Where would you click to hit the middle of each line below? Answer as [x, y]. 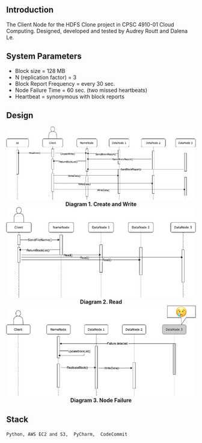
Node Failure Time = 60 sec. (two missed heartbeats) [81, 90]
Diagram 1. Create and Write [101, 204]
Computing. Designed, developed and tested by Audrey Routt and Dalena [97, 31]
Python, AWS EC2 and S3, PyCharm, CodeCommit [67, 435]
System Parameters [44, 56]
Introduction [30, 10]
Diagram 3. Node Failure [101, 400]
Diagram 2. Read [101, 302]
